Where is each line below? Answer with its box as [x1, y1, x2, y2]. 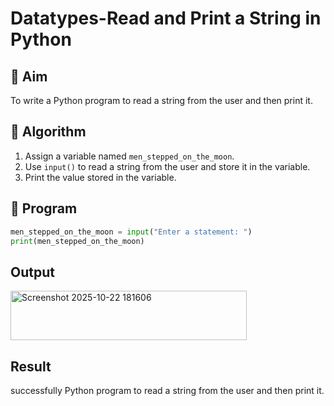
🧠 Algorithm [10, 123, 87, 141]
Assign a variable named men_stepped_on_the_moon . [24, 150, 235, 162]
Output [10, 263, 55, 281]
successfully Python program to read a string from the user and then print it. [10, 385, 325, 396]
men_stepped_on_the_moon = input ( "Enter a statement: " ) [10, 227, 253, 237]
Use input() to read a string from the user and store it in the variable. [24, 160, 311, 172]
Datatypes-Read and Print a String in [10, 7, 322, 30]
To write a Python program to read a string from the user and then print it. [10, 95, 313, 106]
